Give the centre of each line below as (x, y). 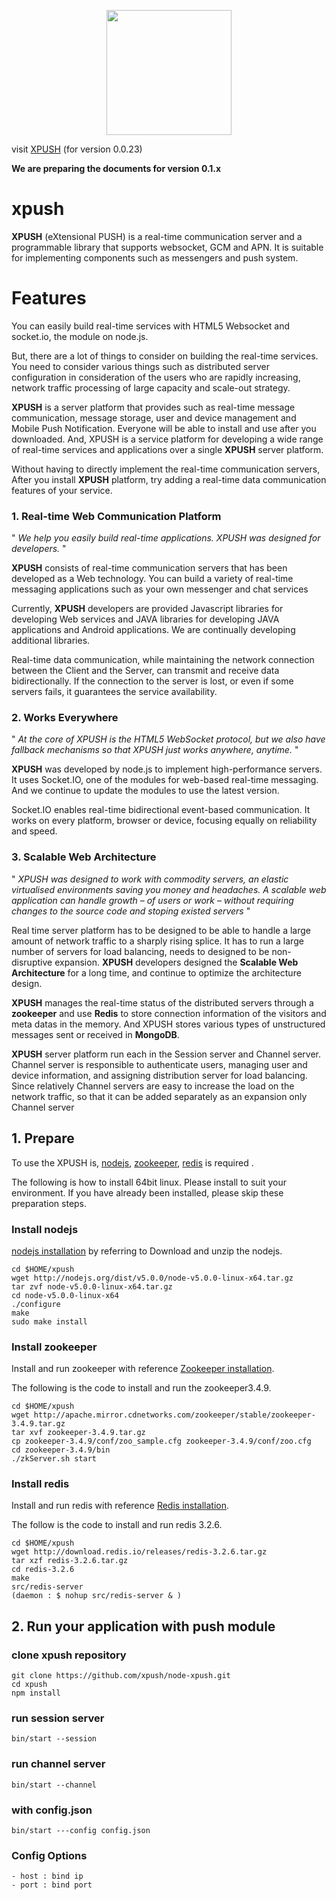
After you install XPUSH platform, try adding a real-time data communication (169, 479)
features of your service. (62, 490)
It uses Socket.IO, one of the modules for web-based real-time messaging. (165, 780)
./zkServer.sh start (54, 1459)
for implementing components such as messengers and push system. (155, 257)
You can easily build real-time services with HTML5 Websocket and (150, 326)
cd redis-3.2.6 (43, 1570)
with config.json (52, 1810)
